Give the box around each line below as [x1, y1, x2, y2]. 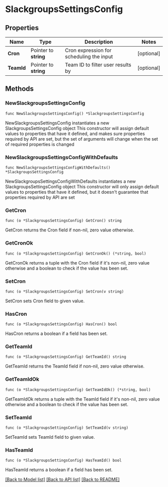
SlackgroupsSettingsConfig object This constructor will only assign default [5, 183, 159, 189]
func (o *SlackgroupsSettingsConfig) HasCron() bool [5, 322, 117, 327]
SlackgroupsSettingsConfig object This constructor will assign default [5, 125, 149, 131]
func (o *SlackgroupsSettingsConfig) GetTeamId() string [5, 354, 126, 359]
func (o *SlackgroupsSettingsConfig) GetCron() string [5, 218, 122, 223]
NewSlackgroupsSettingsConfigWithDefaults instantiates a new [5, 178, 136, 184]
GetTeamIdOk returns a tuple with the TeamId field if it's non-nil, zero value [5, 396, 160, 402]
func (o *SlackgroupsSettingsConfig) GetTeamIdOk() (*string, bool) [5, 387, 151, 392]
